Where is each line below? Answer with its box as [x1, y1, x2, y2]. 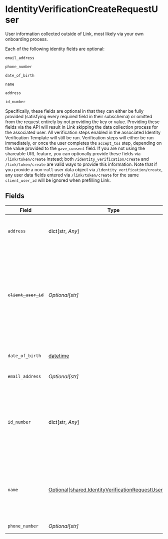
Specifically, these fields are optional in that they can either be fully [5, 108, 144, 114]
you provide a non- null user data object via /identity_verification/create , [5, 166, 163, 172]
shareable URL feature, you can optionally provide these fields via [5, 150, 141, 156]
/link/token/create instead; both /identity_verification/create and [5, 156, 149, 162]
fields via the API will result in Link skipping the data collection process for [5, 124, 158, 130]
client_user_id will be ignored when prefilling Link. [5, 177, 111, 183]
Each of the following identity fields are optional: [5, 46, 105, 52]
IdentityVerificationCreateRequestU [5, 4, 158, 15]
